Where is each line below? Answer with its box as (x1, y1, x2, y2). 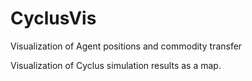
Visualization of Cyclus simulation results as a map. (10, 59, 222, 71)
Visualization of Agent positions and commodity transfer (10, 40, 243, 52)
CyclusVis (10, 7, 97, 30)
